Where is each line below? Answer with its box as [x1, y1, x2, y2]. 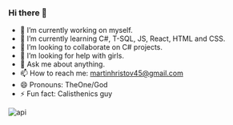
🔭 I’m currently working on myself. [19, 26, 134, 35]
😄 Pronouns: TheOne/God [19, 80, 108, 90]
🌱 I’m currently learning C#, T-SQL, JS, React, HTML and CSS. [19, 34, 226, 43]
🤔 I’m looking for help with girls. [19, 51, 124, 61]
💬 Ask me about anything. [19, 59, 106, 69]
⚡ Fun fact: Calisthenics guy [19, 89, 113, 99]
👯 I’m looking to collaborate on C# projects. [19, 42, 163, 52]
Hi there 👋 [8, 7, 48, 18]
